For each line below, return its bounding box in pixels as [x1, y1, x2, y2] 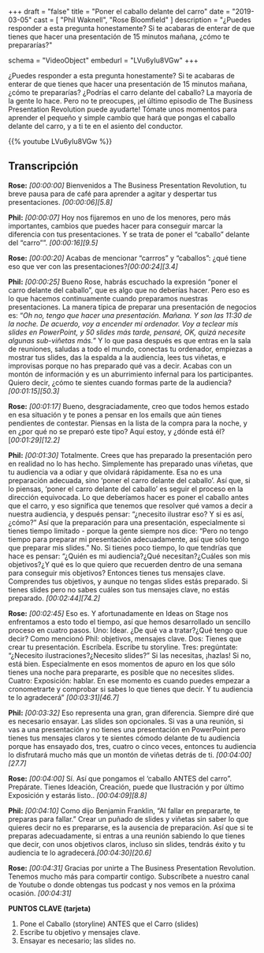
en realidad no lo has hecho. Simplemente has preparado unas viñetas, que [8, 459, 254, 468]
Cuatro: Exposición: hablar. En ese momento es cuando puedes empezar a [8, 675, 251, 685]
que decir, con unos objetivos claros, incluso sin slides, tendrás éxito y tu [8, 839, 246, 849]
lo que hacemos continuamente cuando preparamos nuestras [8, 293, 209, 303]
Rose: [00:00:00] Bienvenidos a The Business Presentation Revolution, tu [8, 180, 247, 190]
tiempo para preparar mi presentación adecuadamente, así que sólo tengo [8, 534, 250, 544]
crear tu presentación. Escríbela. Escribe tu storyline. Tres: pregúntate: [8, 642, 238, 652]
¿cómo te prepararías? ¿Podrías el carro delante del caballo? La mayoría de [8, 88, 253, 97]
